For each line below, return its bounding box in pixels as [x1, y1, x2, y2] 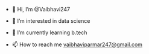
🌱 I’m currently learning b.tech [11, 29, 87, 36]
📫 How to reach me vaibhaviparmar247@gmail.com [11, 41, 143, 48]
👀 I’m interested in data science [11, 17, 90, 24]
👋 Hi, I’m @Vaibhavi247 [11, 6, 71, 13]
